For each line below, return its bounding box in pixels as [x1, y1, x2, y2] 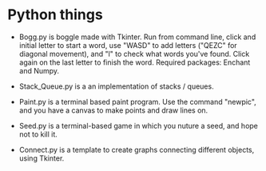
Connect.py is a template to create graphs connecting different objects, [18, 145, 255, 154]
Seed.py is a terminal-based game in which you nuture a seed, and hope [18, 121, 259, 130]
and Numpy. [18, 66, 60, 75]
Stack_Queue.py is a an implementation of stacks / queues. [18, 82, 214, 91]
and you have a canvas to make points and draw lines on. [18, 105, 208, 115]
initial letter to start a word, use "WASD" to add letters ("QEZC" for [18, 40, 237, 50]
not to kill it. [18, 129, 58, 139]
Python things [7, 6, 103, 24]
